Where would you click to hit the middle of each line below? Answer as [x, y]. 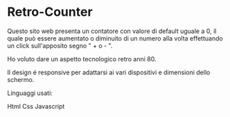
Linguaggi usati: [30, 93]
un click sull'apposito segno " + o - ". [60, 45]
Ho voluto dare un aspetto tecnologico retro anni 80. [82, 58]
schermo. [21, 79]
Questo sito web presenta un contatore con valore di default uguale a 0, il [112, 31]
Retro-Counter [50, 12]
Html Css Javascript [36, 106]
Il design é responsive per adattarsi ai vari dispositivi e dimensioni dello [109, 72]
